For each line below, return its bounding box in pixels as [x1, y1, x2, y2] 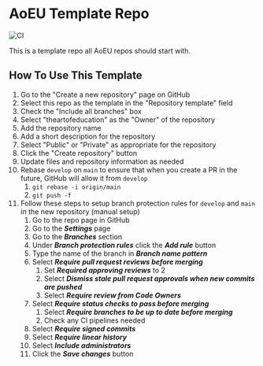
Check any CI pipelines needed [43, 316, 146, 325]
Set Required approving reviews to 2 [43, 265, 166, 275]
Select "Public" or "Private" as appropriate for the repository [20, 139, 217, 150]
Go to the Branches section [31, 231, 123, 241]
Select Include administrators [31, 340, 131, 350]
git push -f [31, 191, 72, 199]
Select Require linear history [31, 332, 128, 342]
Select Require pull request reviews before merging [31, 257, 203, 266]
